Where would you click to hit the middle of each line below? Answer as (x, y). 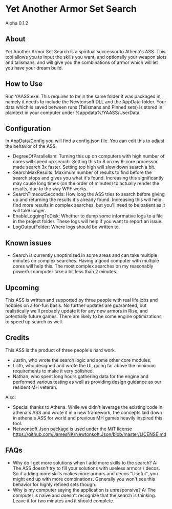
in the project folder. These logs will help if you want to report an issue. (88, 222)
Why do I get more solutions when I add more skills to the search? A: (85, 462)
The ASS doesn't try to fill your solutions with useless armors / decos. (86, 468)
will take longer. (29, 211)
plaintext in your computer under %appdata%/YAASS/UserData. (73, 113)
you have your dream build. (34, 68)
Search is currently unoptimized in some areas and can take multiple (85, 255)
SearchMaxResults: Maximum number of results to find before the (82, 172)
